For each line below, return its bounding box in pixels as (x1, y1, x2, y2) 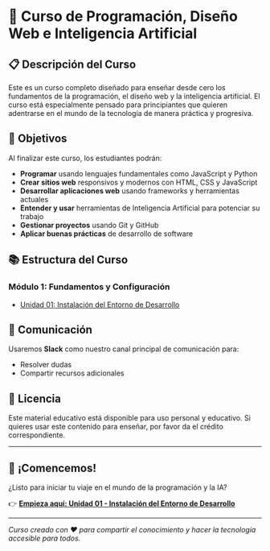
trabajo (19, 211, 44, 221)
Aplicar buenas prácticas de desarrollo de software (19, 229, 194, 238)
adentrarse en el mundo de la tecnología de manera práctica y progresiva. (8, 109, 254, 118)
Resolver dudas (19, 360, 72, 370)
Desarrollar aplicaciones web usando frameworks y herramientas (19, 185, 239, 196)
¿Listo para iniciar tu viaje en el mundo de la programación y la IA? (8, 483, 227, 492)
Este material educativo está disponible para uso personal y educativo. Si (8, 413, 252, 423)
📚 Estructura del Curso (8, 253, 129, 267)
